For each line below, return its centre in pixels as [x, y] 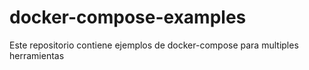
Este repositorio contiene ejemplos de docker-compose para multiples [154, 45]
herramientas [37, 55]
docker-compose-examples [128, 17]
